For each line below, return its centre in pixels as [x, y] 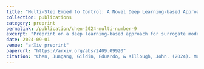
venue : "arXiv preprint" [38, 46]
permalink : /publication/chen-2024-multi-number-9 [72, 28]
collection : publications [39, 17]
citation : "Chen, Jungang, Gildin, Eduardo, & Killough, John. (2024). [99, 56]
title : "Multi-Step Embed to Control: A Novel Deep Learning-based [93, 12]
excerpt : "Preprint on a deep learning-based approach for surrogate [96, 34]
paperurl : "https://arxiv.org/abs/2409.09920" [66, 51]
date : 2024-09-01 [28, 40]
